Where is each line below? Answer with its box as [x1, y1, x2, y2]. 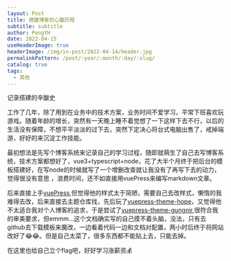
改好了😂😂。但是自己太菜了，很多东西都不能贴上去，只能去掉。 [7, 231, 190, 240]
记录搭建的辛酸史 [7, 93, 56, 102]
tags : [7, 67, 23, 74]
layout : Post [7, 10, 45, 17]
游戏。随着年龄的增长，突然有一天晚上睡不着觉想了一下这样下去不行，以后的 [7, 117, 224, 125]
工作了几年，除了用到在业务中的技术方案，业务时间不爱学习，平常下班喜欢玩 [7, 108, 224, 117]
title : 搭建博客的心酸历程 [7, 16, 76, 23]
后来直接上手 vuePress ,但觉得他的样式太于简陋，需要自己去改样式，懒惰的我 [7, 189, 222, 197]
